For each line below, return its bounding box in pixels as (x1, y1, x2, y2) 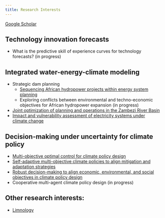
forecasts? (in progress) (12, 54, 61, 59)
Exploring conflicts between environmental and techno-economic (19, 97, 153, 103)
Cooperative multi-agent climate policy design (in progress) (12, 179, 134, 186)
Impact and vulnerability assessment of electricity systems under (12, 112, 145, 119)
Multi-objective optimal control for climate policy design (12, 153, 126, 159)
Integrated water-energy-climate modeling (5, 68, 140, 76)
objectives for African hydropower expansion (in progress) (19, 102, 139, 108)
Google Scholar (5, 21, 37, 27)
